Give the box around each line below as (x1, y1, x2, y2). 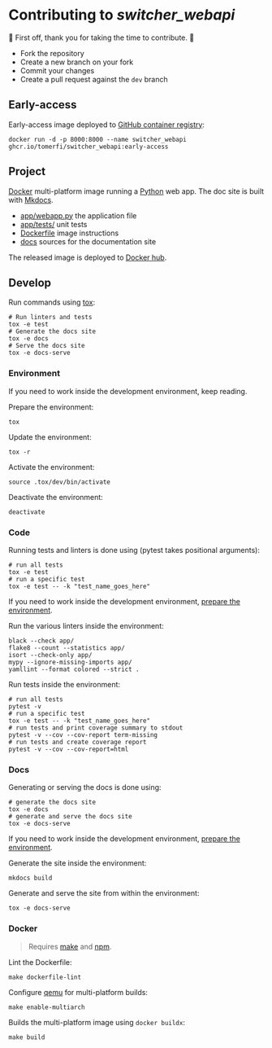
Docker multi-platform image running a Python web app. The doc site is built (8, 186, 265, 196)
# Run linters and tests (8, 314, 93, 322)
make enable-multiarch (8, 1003, 85, 1011)
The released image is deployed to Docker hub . (8, 252, 167, 262)
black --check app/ (8, 637, 75, 645)
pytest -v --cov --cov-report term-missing (8, 730, 158, 739)
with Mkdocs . (8, 195, 54, 204)
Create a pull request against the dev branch (19, 74, 168, 84)
